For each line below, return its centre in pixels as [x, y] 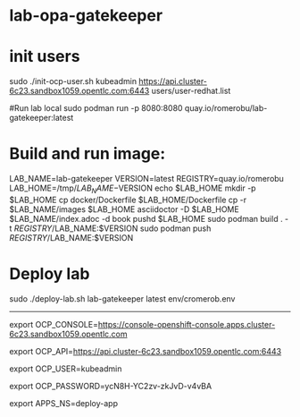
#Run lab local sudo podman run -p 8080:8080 [96, 108]
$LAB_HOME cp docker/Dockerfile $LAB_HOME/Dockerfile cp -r [128, 200]
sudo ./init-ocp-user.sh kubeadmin [73, 81]
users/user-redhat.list [191, 91]
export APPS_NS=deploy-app [64, 403]
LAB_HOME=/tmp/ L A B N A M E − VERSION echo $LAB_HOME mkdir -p [133, 189]
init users [45, 57]
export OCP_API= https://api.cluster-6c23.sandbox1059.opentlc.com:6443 [146, 351]
